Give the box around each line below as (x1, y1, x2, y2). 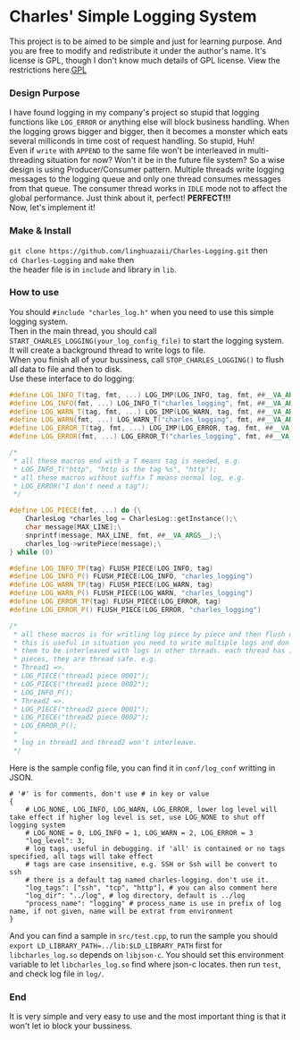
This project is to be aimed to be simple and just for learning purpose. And (9, 36, 283, 47)
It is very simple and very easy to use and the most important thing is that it (9, 1011, 287, 1022)
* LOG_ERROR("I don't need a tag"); (12, 482, 150, 490)
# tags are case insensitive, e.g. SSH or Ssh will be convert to (25, 859, 278, 869)
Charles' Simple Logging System (9, 6, 257, 27)
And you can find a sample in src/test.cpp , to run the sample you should (9, 930, 279, 941)
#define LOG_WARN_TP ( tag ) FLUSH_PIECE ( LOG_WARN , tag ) (9, 580, 214, 590)
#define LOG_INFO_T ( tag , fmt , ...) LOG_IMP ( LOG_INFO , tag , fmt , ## (9, 390, 266, 399)
